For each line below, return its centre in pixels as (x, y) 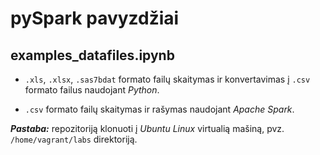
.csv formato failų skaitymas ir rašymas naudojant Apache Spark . (159, 109)
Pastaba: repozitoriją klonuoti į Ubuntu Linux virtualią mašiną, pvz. (147, 128)
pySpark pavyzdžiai (95, 18)
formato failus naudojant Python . (92, 90)
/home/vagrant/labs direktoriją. (74, 139)
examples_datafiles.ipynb (92, 55)
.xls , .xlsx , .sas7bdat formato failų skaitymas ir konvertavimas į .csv (167, 79)
